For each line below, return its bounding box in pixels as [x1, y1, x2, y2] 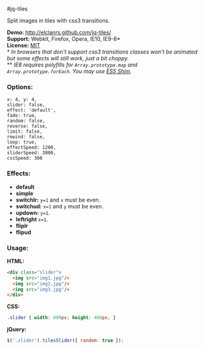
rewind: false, [7, 134, 46, 140]
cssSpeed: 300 [7, 155, 43, 161]
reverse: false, [7, 123, 48, 130]
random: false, [7, 118, 46, 124]
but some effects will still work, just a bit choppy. [7, 55, 129, 62]
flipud [15, 228, 32, 236]
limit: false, [7, 129, 43, 135]
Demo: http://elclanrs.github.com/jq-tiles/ [7, 29, 112, 36]
